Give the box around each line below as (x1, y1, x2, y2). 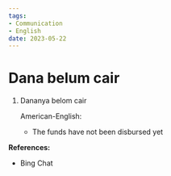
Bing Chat (19, 158, 54, 168)
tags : (8, 11, 27, 20)
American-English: (19, 111, 82, 121)
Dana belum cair (8, 69, 120, 87)
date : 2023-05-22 (8, 34, 67, 43)
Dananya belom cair (19, 96, 87, 106)
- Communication (8, 19, 63, 27)
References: (8, 143, 51, 153)
